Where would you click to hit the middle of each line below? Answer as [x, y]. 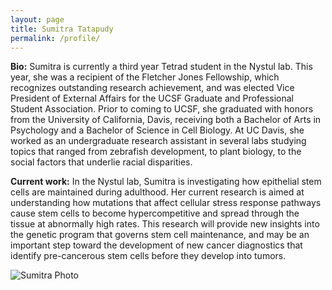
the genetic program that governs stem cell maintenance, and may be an [160, 235]
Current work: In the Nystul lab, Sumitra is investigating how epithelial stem [166, 182]
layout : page [37, 19]
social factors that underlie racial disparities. [101, 162]
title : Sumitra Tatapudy [62, 29]
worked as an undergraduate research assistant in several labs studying [158, 141]
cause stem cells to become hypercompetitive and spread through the [155, 213]
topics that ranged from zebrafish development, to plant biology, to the [156, 152]
